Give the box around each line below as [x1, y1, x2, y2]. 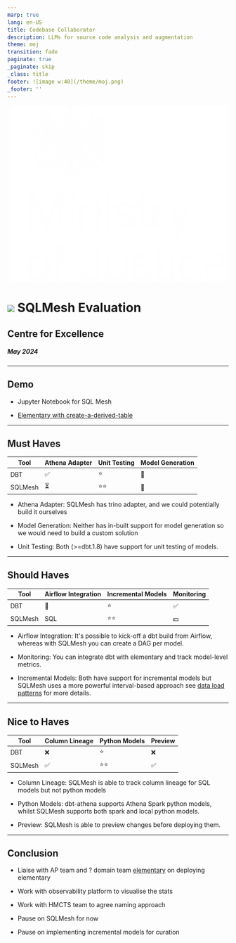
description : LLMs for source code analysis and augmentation [7, 34, 193, 41]
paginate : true [7, 56, 52, 63]
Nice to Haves [7, 716, 70, 728]
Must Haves [7, 438, 61, 450]
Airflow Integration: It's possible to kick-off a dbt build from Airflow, [17, 631, 213, 640]
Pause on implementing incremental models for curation [17, 928, 181, 937]
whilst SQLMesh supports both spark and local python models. [17, 807, 200, 815]
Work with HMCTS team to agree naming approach [17, 901, 166, 909]
